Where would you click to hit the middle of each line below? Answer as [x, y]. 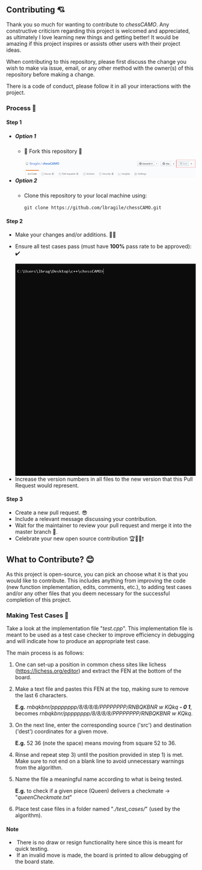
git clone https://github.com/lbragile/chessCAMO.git [93, 208]
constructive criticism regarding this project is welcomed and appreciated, [98, 31]
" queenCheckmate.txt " [43, 797]
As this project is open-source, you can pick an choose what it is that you [97, 574]
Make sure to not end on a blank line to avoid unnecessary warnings [99, 761]
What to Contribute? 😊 [50, 560]
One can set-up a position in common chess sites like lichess [90, 665]
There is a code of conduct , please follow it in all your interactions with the [99, 86]
